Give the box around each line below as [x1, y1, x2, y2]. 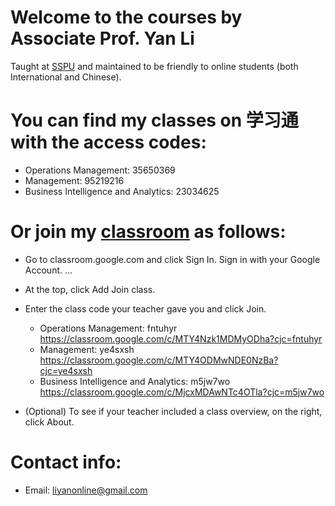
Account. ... [24, 264, 73, 276]
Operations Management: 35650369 [24, 164, 176, 176]
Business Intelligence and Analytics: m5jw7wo [39, 375, 231, 387]
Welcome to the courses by [10, 6, 243, 29]
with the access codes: [10, 131, 207, 154]
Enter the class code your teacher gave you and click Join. [24, 302, 267, 315]
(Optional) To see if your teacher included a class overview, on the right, [24, 405, 323, 417]
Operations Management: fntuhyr [39, 322, 178, 334]
